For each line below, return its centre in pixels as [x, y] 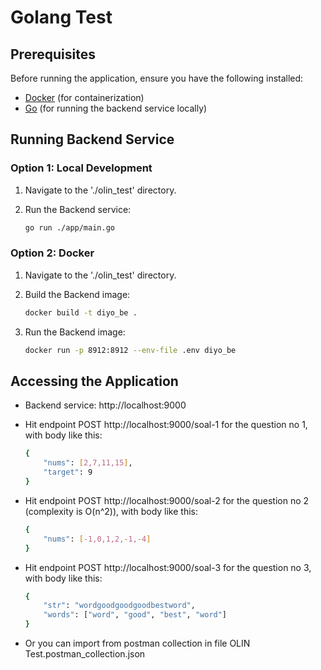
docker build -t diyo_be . [81, 312]
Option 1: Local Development [81, 168]
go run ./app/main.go [69, 227]
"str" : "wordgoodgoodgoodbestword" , [119, 606]
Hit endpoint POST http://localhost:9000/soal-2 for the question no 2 [167, 500]
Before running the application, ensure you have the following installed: [157, 78]
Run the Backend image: [75, 332]
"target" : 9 [68, 472]
